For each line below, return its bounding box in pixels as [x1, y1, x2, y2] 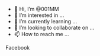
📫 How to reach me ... [14, 31, 69, 37]
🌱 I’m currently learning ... [14, 18, 78, 24]
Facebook [5, 44, 30, 51]
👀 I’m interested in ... [14, 12, 64, 19]
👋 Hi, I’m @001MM [14, 6, 60, 12]
